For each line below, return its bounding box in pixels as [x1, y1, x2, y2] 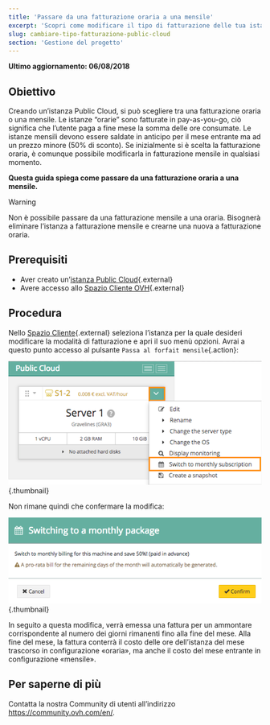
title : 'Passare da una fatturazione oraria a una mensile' [8, 13, 215, 21]
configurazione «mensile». [8, 654, 96, 664]
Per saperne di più [8, 678, 102, 691]
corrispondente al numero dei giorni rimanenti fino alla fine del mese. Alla [8, 628, 252, 638]
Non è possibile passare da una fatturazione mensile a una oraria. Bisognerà [8, 213, 261, 223]
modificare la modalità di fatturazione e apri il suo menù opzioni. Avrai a [8, 336, 245, 346]
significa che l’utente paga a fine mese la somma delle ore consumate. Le [8, 123, 252, 133]
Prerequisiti [8, 253, 68, 267]
